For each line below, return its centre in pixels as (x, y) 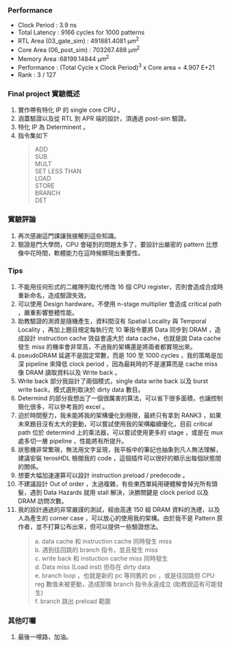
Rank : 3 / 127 (37, 75)
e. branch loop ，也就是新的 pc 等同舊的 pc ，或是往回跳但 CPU (125, 575)
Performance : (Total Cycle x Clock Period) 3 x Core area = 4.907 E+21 (116, 67)
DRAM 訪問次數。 (42, 501)
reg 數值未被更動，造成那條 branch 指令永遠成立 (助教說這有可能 (126, 584)
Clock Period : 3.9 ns (47, 25)
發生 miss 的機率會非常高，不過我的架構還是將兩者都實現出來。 (107, 346)
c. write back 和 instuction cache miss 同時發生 (101, 558)
